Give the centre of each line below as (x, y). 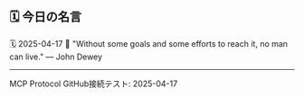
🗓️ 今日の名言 (46, 17)
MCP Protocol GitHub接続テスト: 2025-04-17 (94, 84)
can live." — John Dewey (56, 57)
